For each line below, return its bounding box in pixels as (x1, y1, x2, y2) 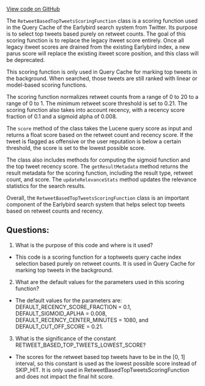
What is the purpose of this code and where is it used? (15, 241, 153, 248)
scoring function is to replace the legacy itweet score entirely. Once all (6, 37, 184, 44)
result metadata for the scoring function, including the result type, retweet (6, 169, 193, 176)
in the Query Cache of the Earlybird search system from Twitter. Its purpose (6, 24, 198, 31)
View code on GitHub (6, 6, 60, 12)
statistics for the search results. (6, 183, 86, 189)
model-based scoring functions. (6, 81, 88, 89)
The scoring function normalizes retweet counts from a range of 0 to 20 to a (6, 93, 199, 100)
